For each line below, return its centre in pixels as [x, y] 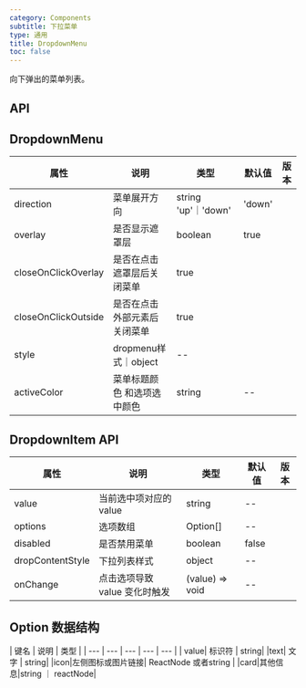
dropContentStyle [52, 560]
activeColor [39, 392]
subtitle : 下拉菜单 [44, 26]
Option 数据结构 [55, 627]
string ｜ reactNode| [58, 673]
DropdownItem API [64, 439]
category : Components [51, 18]
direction [33, 204]
